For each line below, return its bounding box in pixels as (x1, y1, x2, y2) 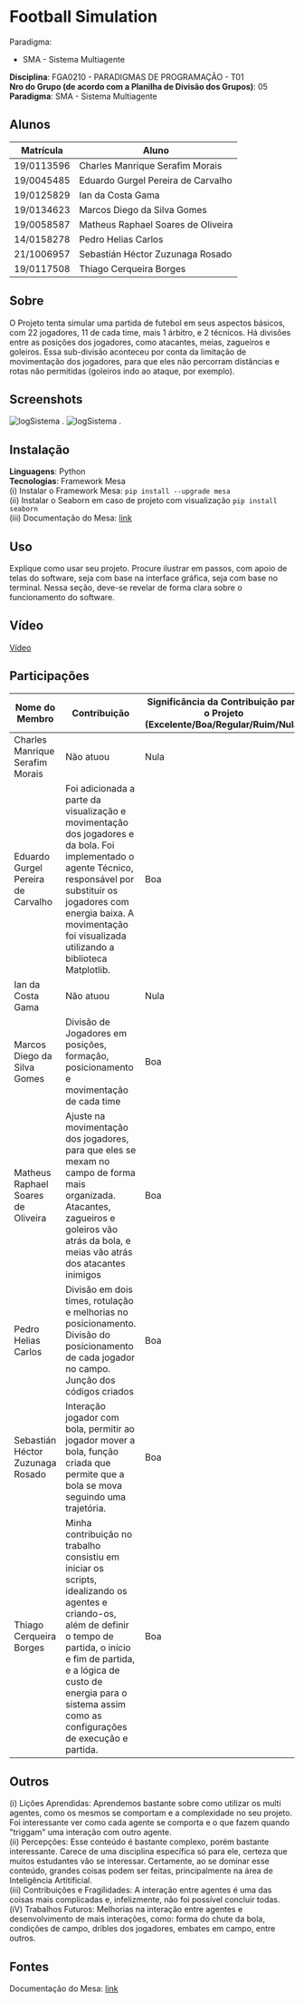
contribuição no (65, 1528, 133, 1541)
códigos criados (65, 1385, 134, 1397)
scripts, (65, 1573, 98, 1586)
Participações (9, 668, 90, 684)
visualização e (65, 804, 127, 817)
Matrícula (21, 143, 63, 156)
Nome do (14, 701, 56, 714)
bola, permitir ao (65, 1422, 136, 1434)
